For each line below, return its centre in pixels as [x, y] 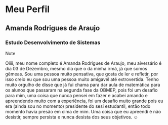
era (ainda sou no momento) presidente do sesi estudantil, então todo [78, 106]
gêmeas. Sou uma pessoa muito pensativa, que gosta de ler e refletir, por [82, 74]
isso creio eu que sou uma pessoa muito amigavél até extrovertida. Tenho [82, 79]
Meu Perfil [27, 9]
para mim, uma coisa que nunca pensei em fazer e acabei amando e [76, 95]
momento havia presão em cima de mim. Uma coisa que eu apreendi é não [83, 111]
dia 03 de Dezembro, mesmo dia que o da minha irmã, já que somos [76, 68]
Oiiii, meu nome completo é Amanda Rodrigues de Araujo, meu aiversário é [83, 63]
